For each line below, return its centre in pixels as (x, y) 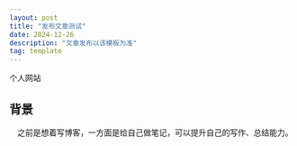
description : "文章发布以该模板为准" (73, 43)
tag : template (36, 51)
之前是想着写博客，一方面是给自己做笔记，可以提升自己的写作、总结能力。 (155, 132)
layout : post (34, 18)
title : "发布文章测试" (48, 26)
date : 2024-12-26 (42, 34)
